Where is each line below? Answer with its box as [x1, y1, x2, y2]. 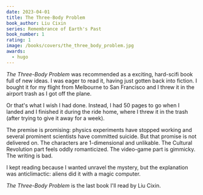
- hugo [12, 54, 28, 60]
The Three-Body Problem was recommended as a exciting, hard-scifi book [6, 70, 193, 78]
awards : [6, 48, 26, 55]
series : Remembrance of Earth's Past [6, 25, 102, 32]
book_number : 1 [6, 31, 45, 38]
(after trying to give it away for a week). [6, 114, 105, 122]
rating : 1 [6, 37, 32, 43]
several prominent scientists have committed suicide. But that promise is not [6, 133, 197, 140]
